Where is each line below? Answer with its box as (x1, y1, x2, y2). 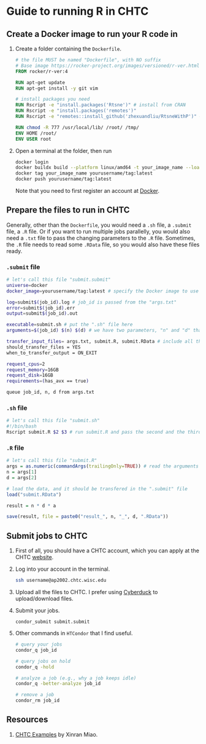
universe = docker (6, 282, 48, 288)
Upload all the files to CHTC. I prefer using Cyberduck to (15, 589, 158, 596)
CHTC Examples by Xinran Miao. (15, 730, 98, 738)
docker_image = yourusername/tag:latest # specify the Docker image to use (6, 288, 199, 294)
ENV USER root (15, 136, 51, 142)
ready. (6, 247, 23, 254)
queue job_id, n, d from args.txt (6, 389, 95, 396)
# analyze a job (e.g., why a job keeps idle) (15, 675, 137, 681)
